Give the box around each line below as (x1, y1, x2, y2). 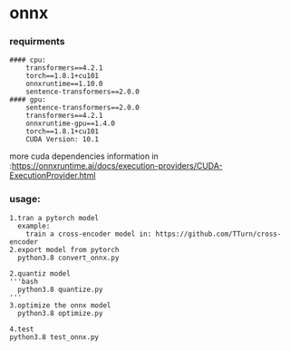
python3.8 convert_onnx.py (17, 253, 120, 262)
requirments (9, 35, 65, 48)
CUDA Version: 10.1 (25, 135, 100, 144)
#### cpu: (9, 55, 47, 65)
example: (17, 221, 51, 230)
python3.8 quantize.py (17, 285, 103, 294)
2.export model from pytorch (9, 245, 120, 254)
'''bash (9, 277, 39, 286)
